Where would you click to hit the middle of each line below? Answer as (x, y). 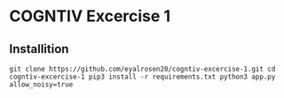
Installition (39, 49)
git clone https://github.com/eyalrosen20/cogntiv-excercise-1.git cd (142, 69)
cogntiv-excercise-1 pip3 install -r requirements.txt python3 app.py (142, 77)
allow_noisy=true (41, 85)
